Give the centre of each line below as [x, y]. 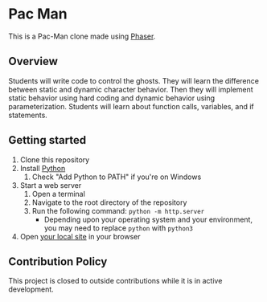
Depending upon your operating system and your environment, [148, 219]
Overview [33, 61]
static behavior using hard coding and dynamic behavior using [112, 98]
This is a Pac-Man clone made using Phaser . [82, 36]
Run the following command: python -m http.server [118, 210]
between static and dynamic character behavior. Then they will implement [131, 89]
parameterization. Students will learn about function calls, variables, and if [131, 106]
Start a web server [51, 185]
